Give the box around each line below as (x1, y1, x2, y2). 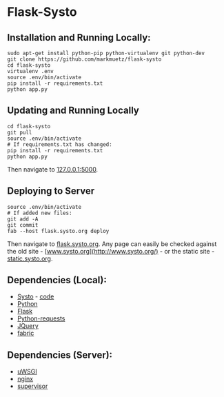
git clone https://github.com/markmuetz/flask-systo (7, 56, 162, 63)
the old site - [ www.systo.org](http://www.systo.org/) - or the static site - (7, 247, 215, 255)
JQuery (17, 322, 39, 330)
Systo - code (17, 292, 54, 301)
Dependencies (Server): (7, 349, 112, 360)
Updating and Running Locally (7, 105, 139, 116)
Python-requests (17, 314, 65, 323)
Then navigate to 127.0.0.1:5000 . (7, 165, 99, 173)
